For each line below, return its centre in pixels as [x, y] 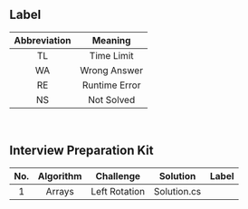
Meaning [111, 40]
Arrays [60, 191]
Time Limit [111, 55]
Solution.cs [177, 191]
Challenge [118, 176]
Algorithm [60, 176]
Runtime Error [111, 85]
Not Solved [111, 100]
